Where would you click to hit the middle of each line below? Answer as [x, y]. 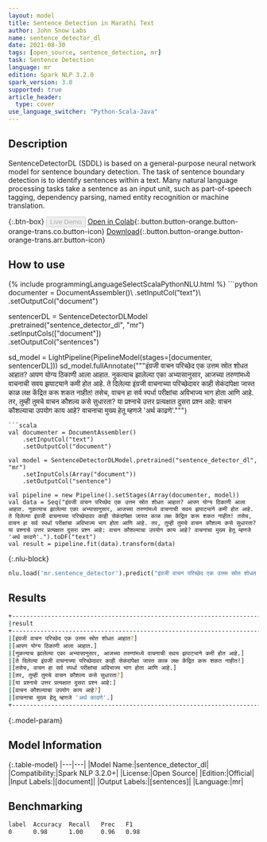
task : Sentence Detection [51, 60]
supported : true [35, 90]
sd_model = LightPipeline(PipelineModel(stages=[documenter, [110, 357]
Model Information [55, 745]
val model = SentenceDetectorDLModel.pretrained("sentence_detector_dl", [133, 460]
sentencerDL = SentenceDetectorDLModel [78, 316]
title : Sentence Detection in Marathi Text [81, 23]
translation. [27, 205]
